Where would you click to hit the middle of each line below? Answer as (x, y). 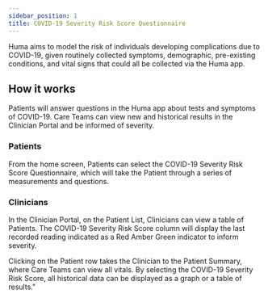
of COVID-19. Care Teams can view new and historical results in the (121, 117)
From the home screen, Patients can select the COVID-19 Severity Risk (126, 164)
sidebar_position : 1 (43, 16)
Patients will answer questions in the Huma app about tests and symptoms (132, 108)
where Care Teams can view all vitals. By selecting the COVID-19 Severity (131, 269)
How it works (42, 88)
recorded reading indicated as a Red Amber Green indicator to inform (124, 237)
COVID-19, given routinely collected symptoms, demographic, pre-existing (132, 55)
